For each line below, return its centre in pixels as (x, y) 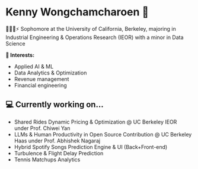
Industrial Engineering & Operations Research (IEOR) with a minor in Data (95, 37)
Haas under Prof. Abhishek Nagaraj (57, 141)
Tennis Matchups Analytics (47, 160)
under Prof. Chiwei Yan (42, 128)
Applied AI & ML (34, 66)
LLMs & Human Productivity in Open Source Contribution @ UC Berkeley (103, 134)
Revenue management (41, 79)
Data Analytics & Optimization (50, 73)
